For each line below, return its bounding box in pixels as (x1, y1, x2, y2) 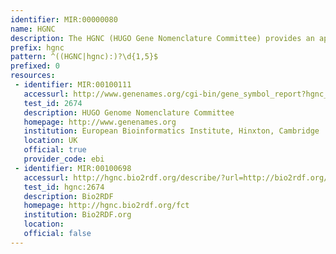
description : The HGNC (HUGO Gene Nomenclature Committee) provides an (10, 33, 315, 43)
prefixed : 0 (10, 61, 60, 71)
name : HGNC (10, 24, 56, 34)
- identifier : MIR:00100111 (14, 80, 132, 90)
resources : (10, 71, 56, 81)
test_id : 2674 (23, 98, 83, 108)
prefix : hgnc (10, 42, 65, 53)
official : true (23, 145, 87, 155)
